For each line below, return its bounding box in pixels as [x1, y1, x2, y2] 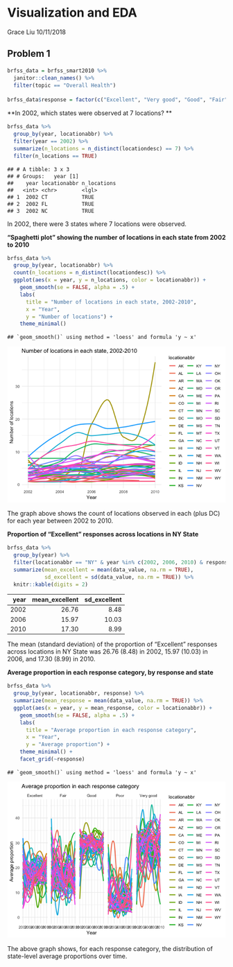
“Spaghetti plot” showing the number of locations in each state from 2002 [7, 233, 226, 241]
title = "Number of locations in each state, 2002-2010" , [25, 298, 197, 306]
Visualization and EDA [7, 5, 137, 21]
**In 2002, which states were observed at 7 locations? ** [7, 109, 172, 117]
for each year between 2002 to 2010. [7, 516, 113, 525]
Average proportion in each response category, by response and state [7, 668, 214, 677]
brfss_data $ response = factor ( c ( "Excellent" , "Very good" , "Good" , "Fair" [7, 96, 228, 103]
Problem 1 [7, 48, 51, 60]
